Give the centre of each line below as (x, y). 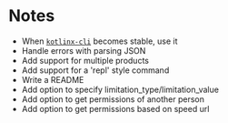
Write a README (53, 79)
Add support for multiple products (85, 60)
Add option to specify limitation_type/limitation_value (120, 89)
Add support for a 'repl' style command (95, 70)
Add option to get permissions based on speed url (115, 108)
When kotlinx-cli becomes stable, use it (99, 41)
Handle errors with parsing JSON (84, 50)
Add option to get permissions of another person (113, 99)
